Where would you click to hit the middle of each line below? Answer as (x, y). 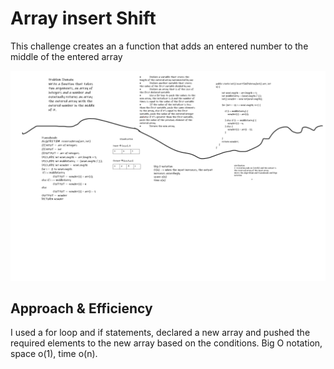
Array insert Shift (83, 18)
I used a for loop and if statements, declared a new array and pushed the (160, 333)
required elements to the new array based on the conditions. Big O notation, (166, 343)
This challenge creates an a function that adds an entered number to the (159, 46)
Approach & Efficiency (81, 308)
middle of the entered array (66, 56)
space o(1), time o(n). (54, 354)
